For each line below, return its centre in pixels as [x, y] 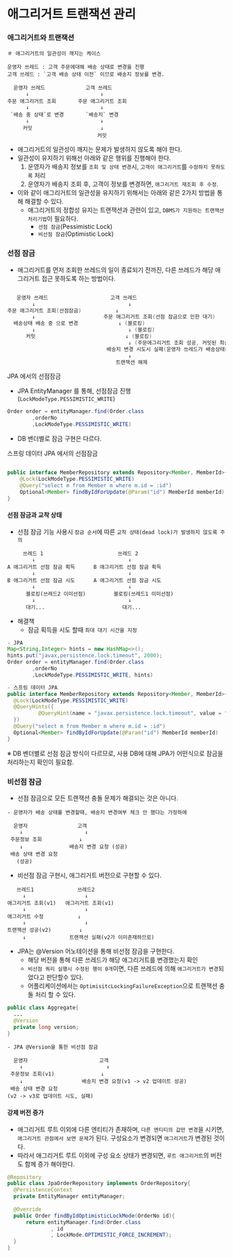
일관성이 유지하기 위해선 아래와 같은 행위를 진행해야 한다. [94, 158]
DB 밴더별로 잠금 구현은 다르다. [59, 439]
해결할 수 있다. [44, 201]
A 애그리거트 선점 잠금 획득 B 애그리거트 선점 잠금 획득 [84, 567]
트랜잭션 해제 [131, 362]
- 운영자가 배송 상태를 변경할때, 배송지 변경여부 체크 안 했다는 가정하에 [97, 813]
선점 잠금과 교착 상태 [35, 515]
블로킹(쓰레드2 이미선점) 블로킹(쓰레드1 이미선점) [100, 594]
